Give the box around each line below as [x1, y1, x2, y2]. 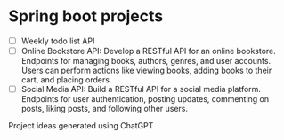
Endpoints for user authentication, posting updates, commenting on [20, 94, 270, 105]
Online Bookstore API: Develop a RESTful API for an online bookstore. [20, 46, 277, 56]
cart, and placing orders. [20, 74, 112, 85]
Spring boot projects [8, 6, 164, 27]
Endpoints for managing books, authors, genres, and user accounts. [20, 56, 272, 66]
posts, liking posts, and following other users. [20, 104, 189, 114]
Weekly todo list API [20, 35, 95, 46]
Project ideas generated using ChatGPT [8, 121, 154, 131]
